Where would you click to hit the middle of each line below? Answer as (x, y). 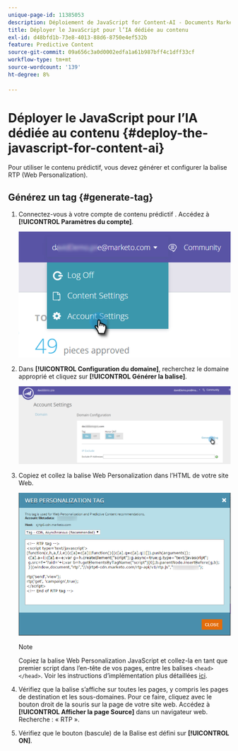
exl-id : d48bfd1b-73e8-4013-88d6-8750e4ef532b (78, 37)
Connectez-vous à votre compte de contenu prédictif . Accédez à (114, 214)
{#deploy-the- (166, 133)
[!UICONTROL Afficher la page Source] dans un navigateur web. (113, 712)
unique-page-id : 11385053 (46, 15)
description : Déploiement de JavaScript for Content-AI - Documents (111, 22)
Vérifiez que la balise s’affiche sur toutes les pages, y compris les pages (123, 689)
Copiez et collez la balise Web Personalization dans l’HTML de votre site (123, 476)
